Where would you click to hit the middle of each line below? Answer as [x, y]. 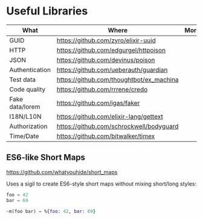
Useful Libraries [47, 11]
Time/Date [24, 136]
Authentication [30, 69]
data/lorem [25, 107]
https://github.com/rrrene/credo [102, 89]
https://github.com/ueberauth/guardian [112, 69]
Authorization [28, 126]
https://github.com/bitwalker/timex [106, 136]
